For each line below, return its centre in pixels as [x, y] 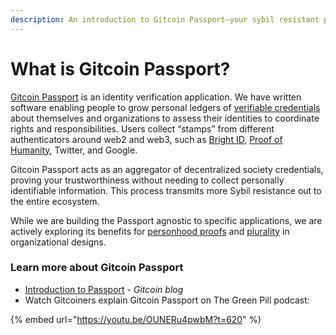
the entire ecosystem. [55, 201]
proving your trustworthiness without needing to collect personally [147, 180]
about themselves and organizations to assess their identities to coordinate [165, 118]
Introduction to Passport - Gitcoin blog [104, 289]
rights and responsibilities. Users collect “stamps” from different [142, 128]
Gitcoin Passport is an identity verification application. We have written [156, 97]
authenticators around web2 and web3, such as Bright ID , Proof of [146, 139]
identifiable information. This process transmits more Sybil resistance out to [166, 190]
